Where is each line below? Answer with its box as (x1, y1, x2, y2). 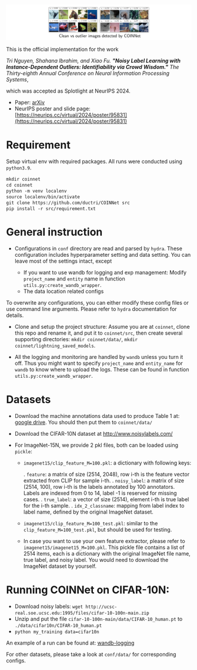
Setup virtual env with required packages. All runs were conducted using (6, 158, 182, 165)
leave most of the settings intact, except (14, 257, 112, 264)
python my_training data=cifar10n (14, 629, 99, 635)
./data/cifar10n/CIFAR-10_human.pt (14, 622, 102, 629)
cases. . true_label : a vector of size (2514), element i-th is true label (23, 495, 189, 503)
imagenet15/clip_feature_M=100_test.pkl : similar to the (23, 519, 158, 527)
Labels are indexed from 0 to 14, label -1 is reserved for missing (23, 489, 178, 496)
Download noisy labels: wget (14, 603, 84, 610)
